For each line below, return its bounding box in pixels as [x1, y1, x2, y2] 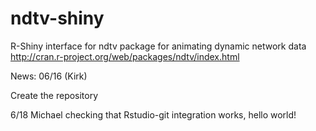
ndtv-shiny [10, 7, 105, 30]
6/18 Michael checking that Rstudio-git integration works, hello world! [10, 108, 297, 121]
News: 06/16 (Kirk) [10, 70, 88, 82]
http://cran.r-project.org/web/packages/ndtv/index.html [10, 50, 240, 62]
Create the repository [10, 89, 99, 101]
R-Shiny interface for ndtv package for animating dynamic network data [10, 40, 307, 52]
